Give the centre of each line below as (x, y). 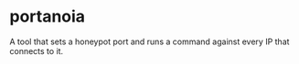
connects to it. (37, 50)
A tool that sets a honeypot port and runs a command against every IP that (149, 41)
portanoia (47, 17)
